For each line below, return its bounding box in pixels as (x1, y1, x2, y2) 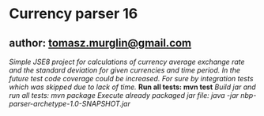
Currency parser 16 (9, 5, 138, 23)
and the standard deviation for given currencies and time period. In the (9, 65, 240, 75)
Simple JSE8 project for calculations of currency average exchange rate (9, 57, 245, 66)
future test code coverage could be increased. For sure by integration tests (9, 74, 254, 83)
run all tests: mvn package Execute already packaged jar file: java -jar (9, 91, 239, 99)
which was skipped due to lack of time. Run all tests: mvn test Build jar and (9, 82, 256, 92)
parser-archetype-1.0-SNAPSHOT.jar (9, 99, 131, 108)
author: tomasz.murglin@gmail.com (9, 36, 192, 50)
